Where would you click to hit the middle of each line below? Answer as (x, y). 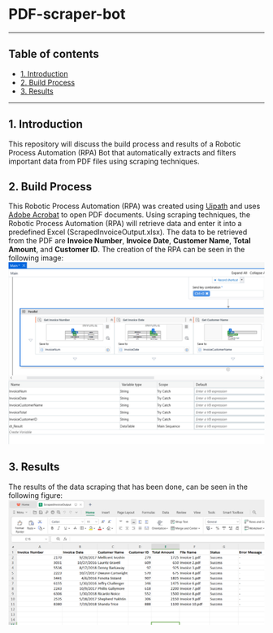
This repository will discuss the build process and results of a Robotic (125, 144)
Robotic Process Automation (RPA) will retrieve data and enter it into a (125, 224)
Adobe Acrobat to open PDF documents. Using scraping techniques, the (129, 215)
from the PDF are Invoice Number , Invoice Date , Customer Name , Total (130, 241)
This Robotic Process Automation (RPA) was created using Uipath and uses (134, 206)
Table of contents (54, 54)
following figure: (36, 495)
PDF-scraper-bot (67, 14)
